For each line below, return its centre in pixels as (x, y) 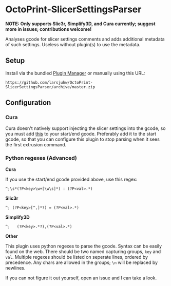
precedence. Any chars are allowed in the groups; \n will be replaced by (82, 262)
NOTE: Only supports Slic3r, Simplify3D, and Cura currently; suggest (80, 24)
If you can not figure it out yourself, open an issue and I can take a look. (81, 278)
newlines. (15, 268)
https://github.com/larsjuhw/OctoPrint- (49, 82)
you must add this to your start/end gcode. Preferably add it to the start (81, 134)
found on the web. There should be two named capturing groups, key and (83, 251)
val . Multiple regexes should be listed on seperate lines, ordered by (77, 257)
